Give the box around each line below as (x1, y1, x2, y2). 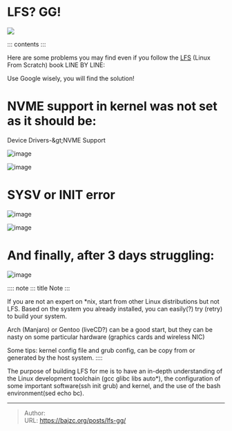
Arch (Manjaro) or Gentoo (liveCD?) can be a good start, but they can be (7, 325, 213, 333)
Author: (23, 409, 46, 417)
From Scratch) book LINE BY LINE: (7, 60, 106, 69)
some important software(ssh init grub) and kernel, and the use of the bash (7, 381, 221, 389)
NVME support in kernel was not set (7, 98, 217, 114)
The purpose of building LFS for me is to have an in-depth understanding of (7, 367, 223, 375)
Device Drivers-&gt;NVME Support (7, 136, 106, 144)
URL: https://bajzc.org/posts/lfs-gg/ (23, 416, 126, 424)
